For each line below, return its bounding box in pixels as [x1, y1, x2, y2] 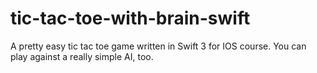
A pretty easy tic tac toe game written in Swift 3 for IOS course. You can [10, 40, 307, 52]
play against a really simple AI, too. [10, 50, 154, 62]
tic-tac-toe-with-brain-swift [10, 7, 251, 30]
